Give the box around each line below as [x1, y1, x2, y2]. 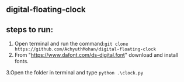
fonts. [14, 58, 29, 65]
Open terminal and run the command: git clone [14, 40, 129, 47]
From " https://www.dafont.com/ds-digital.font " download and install [14, 52, 179, 59]
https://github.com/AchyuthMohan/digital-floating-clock [14, 46, 157, 52]
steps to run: [6, 25, 54, 35]
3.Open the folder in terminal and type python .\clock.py [6, 69, 144, 76]
